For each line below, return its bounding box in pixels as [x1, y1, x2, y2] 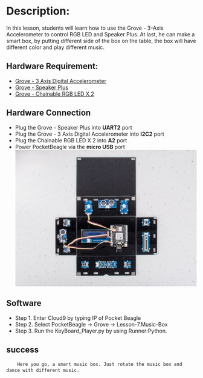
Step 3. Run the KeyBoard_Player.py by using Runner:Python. [14, 327, 167, 334]
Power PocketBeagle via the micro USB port [14, 143, 125, 150]
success [6, 344, 39, 355]
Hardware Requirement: [6, 61, 98, 71]
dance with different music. [6, 368, 80, 374]
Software [6, 298, 42, 308]
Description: [6, 4, 70, 18]
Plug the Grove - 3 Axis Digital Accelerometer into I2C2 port [14, 130, 164, 138]
